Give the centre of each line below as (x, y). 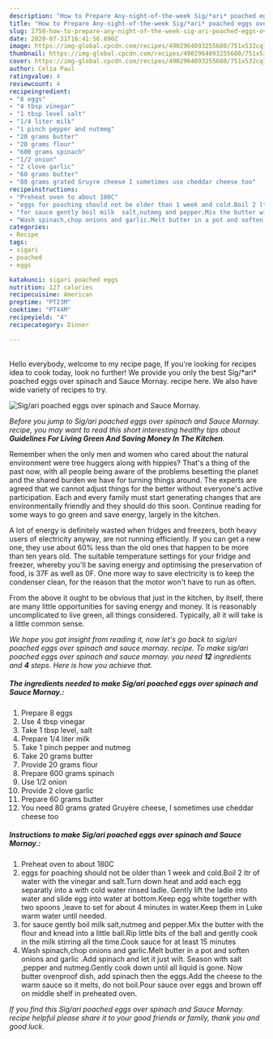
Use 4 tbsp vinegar (53, 721)
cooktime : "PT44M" (40, 310)
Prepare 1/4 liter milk (55, 739)
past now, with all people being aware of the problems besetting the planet (134, 471)
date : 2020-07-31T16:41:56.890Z (64, 39)
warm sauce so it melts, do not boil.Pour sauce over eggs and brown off (141, 985)
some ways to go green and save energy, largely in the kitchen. (115, 514)
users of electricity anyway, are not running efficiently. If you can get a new (135, 539)
